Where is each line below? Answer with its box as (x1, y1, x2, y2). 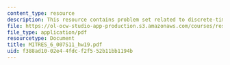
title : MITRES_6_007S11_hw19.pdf (7, 41, 103, 48)
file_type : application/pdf (7, 28, 88, 36)
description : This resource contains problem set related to (7, 16, 186, 23)
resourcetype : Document (7, 35, 75, 42)
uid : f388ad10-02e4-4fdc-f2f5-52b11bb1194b (7, 48, 133, 55)
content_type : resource (7, 9, 75, 17)
